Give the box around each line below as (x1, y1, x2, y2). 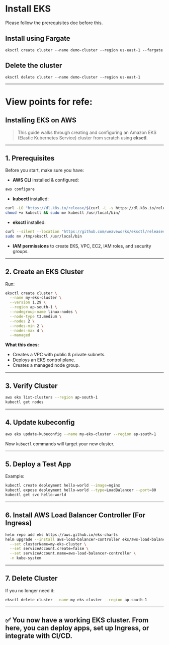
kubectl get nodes (5, 399, 44, 405)
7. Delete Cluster (5, 574, 58, 583)
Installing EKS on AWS (5, 116, 76, 125)
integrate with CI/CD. (5, 632, 73, 640)
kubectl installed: (12, 196, 49, 202)
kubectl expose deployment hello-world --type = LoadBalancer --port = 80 (5, 488, 156, 493)
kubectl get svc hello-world (5, 493, 66, 498)
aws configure (5, 187, 35, 192)
